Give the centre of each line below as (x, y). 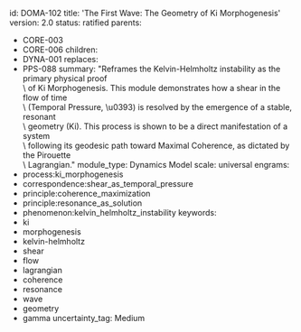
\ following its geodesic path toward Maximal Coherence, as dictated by (156, 145)
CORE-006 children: (60, 50)
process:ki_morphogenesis (73, 174)
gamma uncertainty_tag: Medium (84, 318)
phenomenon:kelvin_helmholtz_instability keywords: (119, 212)
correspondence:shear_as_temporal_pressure (108, 184)
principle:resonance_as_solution (82, 203)
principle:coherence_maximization (86, 194)
